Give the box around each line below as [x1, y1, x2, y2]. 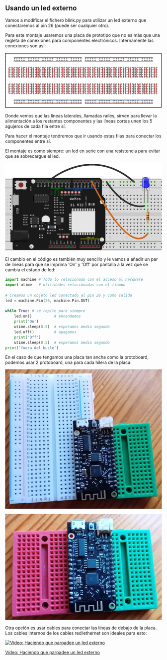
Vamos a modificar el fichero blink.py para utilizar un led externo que [5, 17, 147, 23]
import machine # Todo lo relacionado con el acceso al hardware [5, 277, 143, 282]
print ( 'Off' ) [14, 334, 41, 340]
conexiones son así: [5, 42, 46, 49]
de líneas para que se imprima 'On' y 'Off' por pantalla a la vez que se [5, 261, 148, 268]
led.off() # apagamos [14, 330, 77, 334]
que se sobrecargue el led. [5, 153, 60, 159]
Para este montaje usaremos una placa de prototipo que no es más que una [5, 32, 160, 38]
